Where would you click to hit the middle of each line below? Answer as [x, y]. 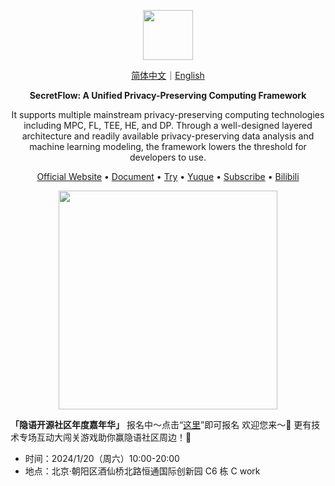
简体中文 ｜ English [168, 75]
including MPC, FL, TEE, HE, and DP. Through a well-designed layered [168, 125]
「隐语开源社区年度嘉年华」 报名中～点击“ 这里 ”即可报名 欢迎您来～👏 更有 [161, 424]
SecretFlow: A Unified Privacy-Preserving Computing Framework [168, 95]
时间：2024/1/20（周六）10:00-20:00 [102, 458]
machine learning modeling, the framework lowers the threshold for [168, 146]
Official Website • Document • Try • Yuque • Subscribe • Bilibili [168, 176]
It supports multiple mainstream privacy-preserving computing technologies [168, 114]
